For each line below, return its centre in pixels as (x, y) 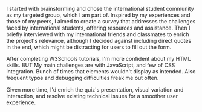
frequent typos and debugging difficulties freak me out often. (83, 78)
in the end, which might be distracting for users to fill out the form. (89, 47)
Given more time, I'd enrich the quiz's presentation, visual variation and (95, 89)
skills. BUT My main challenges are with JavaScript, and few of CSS (91, 65)
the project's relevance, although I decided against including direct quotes (99, 41)
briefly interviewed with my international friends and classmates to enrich (98, 34)
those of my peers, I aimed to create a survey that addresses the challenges (101, 21)
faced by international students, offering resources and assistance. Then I (98, 28)
